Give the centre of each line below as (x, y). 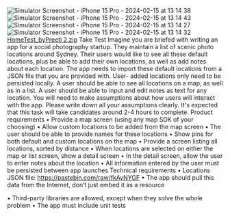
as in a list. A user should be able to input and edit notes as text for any (107, 90)
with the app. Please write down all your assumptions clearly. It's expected (112, 105)
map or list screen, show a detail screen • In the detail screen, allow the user (115, 156)
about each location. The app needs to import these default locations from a (115, 69)
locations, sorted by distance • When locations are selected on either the (110, 148)
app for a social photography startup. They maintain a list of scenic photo (111, 47)
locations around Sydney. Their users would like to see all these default (107, 54)
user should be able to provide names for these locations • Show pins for (110, 134)
